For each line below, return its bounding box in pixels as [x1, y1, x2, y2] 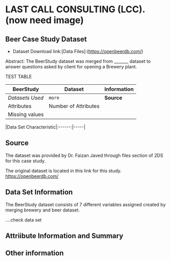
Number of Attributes [48, 103, 100, 109]
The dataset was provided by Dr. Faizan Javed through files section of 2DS [5, 152, 163, 158]
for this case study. [5, 157, 46, 164]
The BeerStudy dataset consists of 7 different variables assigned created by [5, 201, 166, 207]
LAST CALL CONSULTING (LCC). [5, 4, 145, 15]
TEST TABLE [5, 74, 32, 80]
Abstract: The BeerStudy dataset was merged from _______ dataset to [5, 58, 151, 64]
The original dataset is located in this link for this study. [5, 168, 122, 174]
